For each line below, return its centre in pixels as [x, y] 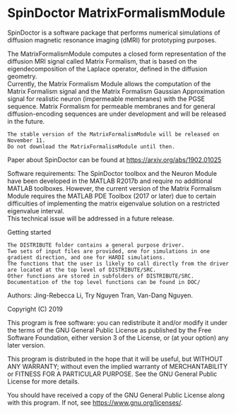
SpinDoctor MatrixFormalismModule [117, 13]
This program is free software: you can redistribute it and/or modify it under [117, 322]
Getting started [29, 232]
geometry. [22, 76]
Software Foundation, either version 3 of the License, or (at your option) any [118, 338]
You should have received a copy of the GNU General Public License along [116, 395]
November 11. [26, 140]
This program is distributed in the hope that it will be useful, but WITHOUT [115, 359]
